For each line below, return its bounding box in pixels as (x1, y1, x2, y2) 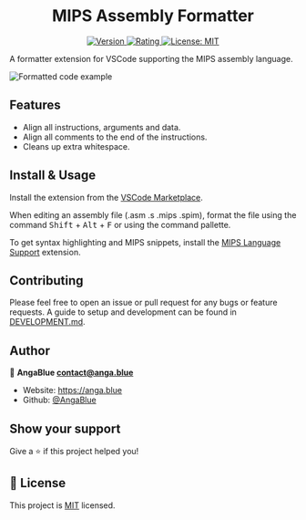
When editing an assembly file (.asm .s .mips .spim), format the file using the (9, 209, 297, 220)
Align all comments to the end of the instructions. (22, 131, 208, 142)
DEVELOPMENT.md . (9, 317, 86, 328)
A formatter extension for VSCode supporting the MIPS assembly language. (9, 53, 293, 64)
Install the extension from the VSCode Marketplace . (9, 192, 203, 203)
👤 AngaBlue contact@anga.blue (9, 367, 134, 379)
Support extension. (9, 246, 81, 257)
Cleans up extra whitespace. (22, 140, 130, 151)
